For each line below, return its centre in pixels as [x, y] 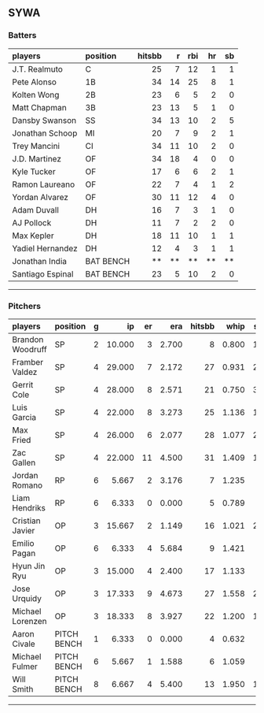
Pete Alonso [35, 82]
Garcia [24, 417]
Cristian [26, 521]
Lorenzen [29, 621]
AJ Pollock [32, 222]
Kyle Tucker [34, 171]
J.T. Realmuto [37, 69]
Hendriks [29, 507]
